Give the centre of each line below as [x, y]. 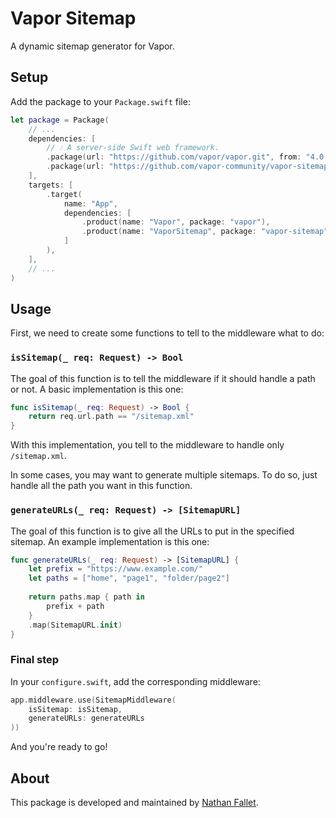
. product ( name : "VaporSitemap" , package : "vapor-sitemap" [205, 232]
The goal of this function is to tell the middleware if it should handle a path [163, 378]
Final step [35, 660]
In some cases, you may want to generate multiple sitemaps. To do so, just [164, 475]
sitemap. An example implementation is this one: [110, 541]
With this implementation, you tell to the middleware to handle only [147, 445]
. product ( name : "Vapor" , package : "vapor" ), [176, 222]
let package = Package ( [60, 120]
